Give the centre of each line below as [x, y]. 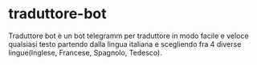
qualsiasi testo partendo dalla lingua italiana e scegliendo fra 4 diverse [125, 44]
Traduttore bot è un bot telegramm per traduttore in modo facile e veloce [128, 36]
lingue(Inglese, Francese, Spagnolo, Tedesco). [85, 52]
